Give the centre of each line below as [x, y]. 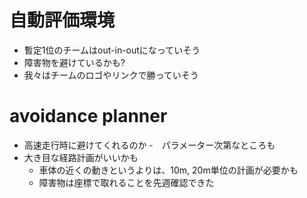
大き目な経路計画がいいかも [81, 157]
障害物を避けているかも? [74, 62]
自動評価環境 [62, 20]
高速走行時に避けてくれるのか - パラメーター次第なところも [149, 145]
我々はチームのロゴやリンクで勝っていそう [111, 75]
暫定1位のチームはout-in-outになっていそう [112, 50]
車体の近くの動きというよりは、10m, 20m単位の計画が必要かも [168, 170]
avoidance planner [88, 116]
